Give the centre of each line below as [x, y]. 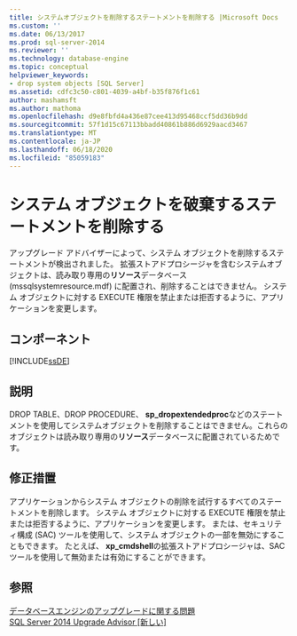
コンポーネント [50, 339]
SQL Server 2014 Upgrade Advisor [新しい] [88, 622]
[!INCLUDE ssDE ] [39, 362]
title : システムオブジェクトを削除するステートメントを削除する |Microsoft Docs [144, 17]
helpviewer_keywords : [49, 76]
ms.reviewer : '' [39, 51]
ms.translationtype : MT [53, 133]
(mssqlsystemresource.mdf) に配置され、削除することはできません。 [135, 286]
